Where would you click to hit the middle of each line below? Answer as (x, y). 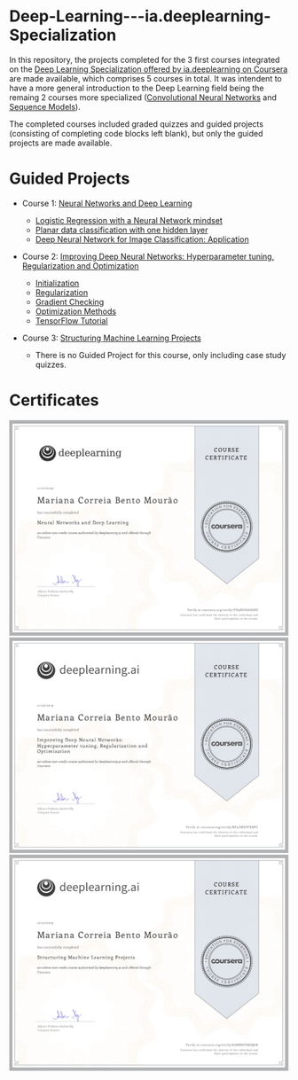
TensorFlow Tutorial (71, 320)
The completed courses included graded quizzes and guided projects (137, 124)
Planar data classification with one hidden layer (122, 230)
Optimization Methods (76, 311)
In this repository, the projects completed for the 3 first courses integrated (145, 59)
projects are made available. (61, 143)
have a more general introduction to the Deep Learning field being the (137, 88)
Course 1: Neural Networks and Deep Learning (107, 203)
